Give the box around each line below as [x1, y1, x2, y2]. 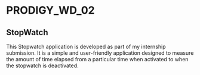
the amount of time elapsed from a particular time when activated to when [6, 56, 189, 62]
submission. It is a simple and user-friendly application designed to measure [6, 49, 194, 57]
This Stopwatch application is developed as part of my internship [6, 43, 166, 50]
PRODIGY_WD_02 [6, 4, 95, 17]
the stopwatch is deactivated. [6, 62, 79, 69]
